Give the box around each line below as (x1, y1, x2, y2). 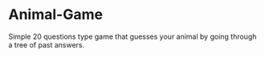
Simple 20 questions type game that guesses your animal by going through (8, 32, 257, 41)
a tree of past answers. (8, 40, 85, 49)
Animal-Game (8, 6, 103, 24)
